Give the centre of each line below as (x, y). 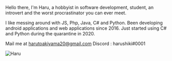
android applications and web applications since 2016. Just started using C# (86, 28)
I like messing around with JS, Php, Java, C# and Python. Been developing (84, 23)
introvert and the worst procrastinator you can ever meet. (66, 13)
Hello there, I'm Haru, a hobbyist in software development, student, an (80, 7)
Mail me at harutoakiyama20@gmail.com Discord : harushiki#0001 (75, 44)
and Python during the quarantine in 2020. (50, 34)
